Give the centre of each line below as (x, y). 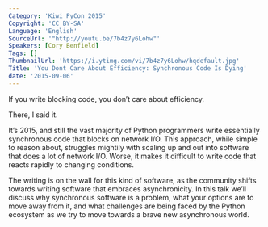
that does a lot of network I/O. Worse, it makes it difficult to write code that (132, 156)
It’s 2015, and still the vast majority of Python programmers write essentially (134, 130)
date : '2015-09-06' (41, 76)
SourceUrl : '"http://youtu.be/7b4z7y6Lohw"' (84, 38)
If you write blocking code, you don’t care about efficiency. (106, 99)
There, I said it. (33, 115)
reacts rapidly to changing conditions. (71, 164)
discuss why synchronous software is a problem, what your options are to (131, 197)
